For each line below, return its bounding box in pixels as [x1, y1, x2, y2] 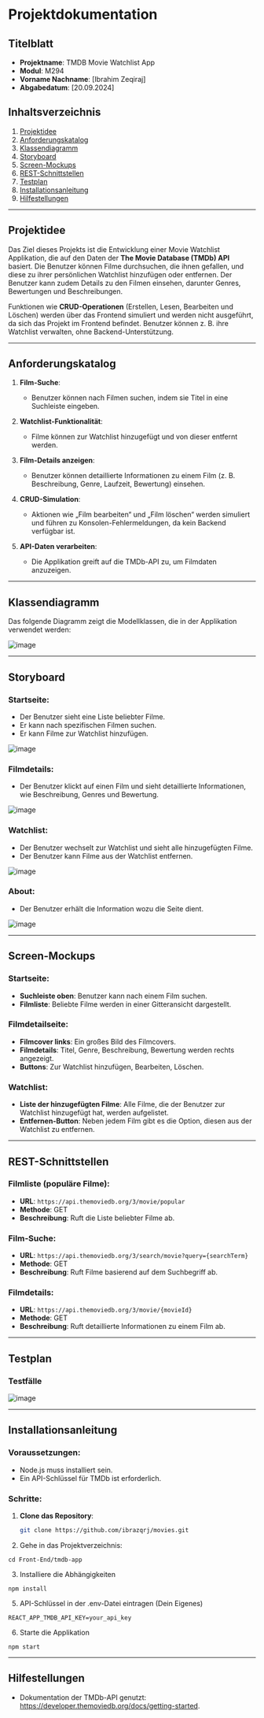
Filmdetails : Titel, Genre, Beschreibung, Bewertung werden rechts [19, 1045, 235, 1055]
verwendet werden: [8, 625, 71, 635]
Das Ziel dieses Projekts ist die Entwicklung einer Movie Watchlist [8, 244, 220, 254]
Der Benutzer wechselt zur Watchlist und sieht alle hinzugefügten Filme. [19, 843, 254, 852]
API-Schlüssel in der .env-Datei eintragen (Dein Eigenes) [19, 1598, 203, 1608]
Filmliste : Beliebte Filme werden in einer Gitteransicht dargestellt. [19, 999, 232, 1009]
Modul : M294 [19, 66, 64, 76]
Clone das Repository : [19, 1511, 94, 1521]
